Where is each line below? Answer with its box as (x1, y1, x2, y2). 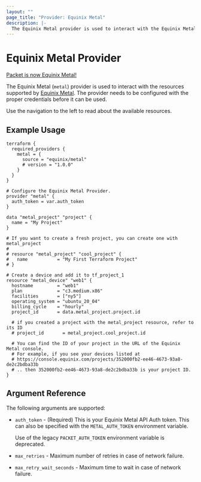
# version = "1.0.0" (22, 162, 74, 168)
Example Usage (6, 124, 66, 135)
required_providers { (11, 146, 66, 152)
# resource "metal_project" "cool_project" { (6, 251, 121, 257)
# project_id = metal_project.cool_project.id (11, 330, 146, 336)
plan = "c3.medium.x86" (11, 288, 103, 294)
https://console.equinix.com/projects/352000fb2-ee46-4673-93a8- (17, 356, 184, 362)
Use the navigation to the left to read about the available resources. (6, 108, 172, 115)
